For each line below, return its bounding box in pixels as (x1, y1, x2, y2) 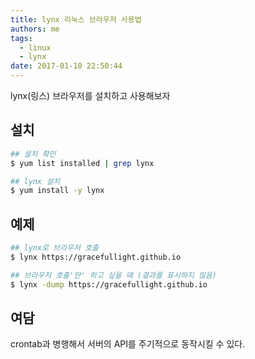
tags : (10, 33, 33, 43)
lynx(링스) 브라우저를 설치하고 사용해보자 (10, 90, 171, 101)
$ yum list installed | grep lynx (10, 158, 155, 168)
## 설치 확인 (10, 149, 57, 159)
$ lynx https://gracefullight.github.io (10, 252, 182, 262)
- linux (19, 42, 52, 53)
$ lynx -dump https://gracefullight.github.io (10, 279, 208, 290)
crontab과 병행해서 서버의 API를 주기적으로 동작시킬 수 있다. (10, 338, 246, 350)
